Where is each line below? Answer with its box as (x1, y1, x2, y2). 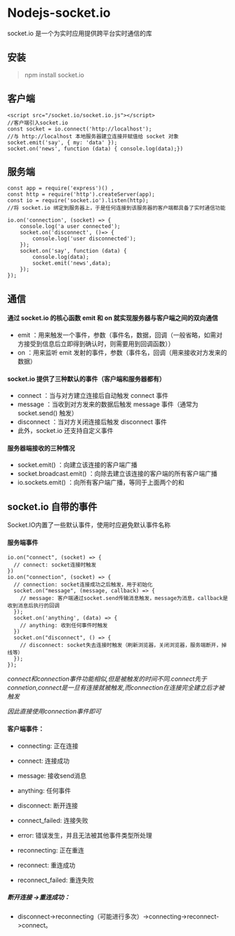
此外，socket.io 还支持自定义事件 (17, 427, 114, 435)
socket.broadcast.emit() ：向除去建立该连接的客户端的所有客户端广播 (17, 469, 217, 478)
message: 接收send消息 (17, 771, 86, 780)
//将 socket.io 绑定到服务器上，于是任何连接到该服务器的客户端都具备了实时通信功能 (7, 205, 226, 212)
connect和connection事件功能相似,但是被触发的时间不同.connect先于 (7, 675, 207, 683)
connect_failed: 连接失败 (17, 816, 89, 824)
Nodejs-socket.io (7, 5, 111, 21)
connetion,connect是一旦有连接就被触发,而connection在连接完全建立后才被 (7, 683, 225, 692)
